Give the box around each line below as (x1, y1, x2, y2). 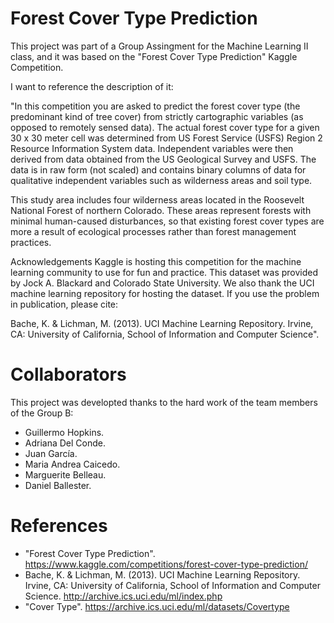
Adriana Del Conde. (24, 437, 107, 449)
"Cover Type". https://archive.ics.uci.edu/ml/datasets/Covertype (24, 600, 290, 612)
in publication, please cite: (10, 298, 119, 310)
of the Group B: (10, 407, 74, 419)
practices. (10, 236, 52, 248)
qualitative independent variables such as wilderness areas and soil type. (10, 174, 313, 186)
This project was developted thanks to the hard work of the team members (10, 396, 318, 408)
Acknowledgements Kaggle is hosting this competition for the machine (10, 255, 302, 267)
